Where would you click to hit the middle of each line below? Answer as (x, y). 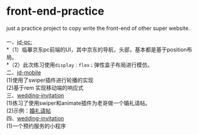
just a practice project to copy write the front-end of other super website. (98, 28)
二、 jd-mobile (24, 72)
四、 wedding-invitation (35, 118)
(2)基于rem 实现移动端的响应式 (45, 87)
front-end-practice (55, 11)
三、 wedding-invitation (35, 95)
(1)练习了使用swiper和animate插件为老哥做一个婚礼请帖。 (79, 103)
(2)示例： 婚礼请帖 (29, 111)
